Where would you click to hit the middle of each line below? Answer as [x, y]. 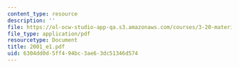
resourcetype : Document [43, 40]
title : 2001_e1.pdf [36, 47]
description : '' [31, 21]
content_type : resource [43, 14]
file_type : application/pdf [49, 34]
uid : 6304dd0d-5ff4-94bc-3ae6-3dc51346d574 [73, 54]
